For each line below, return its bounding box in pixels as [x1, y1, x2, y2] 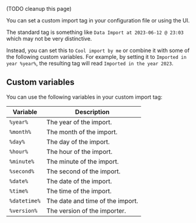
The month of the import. [46, 127, 118, 136]
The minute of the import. [46, 157, 119, 165]
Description [75, 107, 110, 116]
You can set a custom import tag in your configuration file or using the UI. [6, 17, 190, 24]
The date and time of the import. [46, 196, 138, 205]
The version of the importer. [46, 206, 126, 215]
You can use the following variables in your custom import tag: [6, 93, 163, 101]
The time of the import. [46, 187, 112, 195]
